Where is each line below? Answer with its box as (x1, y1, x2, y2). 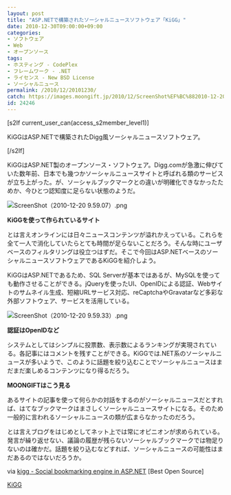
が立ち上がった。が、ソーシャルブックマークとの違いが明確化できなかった (7, 178, 218, 186)
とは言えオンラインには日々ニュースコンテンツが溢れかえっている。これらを (7, 230, 223, 238)
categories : (7, 29, 41, 36)
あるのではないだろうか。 (12, 453, 85, 461)
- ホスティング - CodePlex (7, 61, 78, 68)
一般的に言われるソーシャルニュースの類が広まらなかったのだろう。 (7, 412, 199, 421)
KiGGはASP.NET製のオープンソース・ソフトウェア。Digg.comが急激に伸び (7, 160, 218, 169)
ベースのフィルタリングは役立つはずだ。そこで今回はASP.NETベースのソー (7, 247, 219, 255)
